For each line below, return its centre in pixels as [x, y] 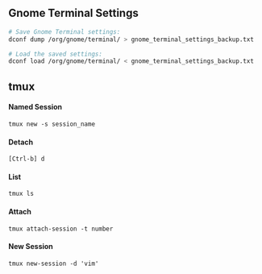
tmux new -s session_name [52, 124]
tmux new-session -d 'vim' [54, 264]
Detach [21, 142]
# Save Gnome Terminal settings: [64, 31]
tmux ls [21, 194]
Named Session [35, 107]
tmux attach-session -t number [61, 229]
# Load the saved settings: [56, 54]
